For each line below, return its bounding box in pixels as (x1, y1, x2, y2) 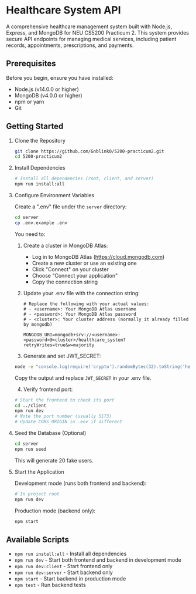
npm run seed (14, 446, 47, 452)
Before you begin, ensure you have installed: (6, 74, 114, 81)
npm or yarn (14, 98, 44, 105)
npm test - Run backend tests (14, 582, 86, 589)
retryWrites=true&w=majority (23, 342, 95, 348)
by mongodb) (23, 321, 53, 328)
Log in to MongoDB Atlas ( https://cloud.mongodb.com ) (32, 253, 165, 260)
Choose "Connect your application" (32, 272, 118, 279)
